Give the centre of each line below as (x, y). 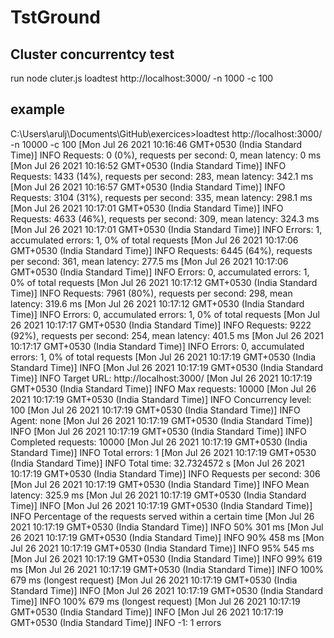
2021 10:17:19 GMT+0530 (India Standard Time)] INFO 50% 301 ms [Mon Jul (167, 527)
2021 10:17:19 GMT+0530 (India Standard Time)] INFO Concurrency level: (161, 399)
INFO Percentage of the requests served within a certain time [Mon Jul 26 (162, 516)
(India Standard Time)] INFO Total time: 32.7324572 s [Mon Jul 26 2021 (157, 463)
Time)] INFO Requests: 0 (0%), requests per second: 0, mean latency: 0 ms (166, 155)
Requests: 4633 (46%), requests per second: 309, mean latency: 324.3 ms (165, 218)
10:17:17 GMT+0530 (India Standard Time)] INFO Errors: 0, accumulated (157, 346)
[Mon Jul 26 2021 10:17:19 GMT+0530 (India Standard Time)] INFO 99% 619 (166, 558)
